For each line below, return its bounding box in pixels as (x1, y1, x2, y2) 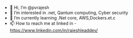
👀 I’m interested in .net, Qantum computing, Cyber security (9, 10, 129, 16)
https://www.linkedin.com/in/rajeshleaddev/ (9, 27, 98, 33)
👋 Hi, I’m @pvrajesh (9, 5, 50, 10)
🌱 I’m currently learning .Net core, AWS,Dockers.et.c (9, 15, 116, 20)
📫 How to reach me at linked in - (9, 20, 77, 26)
